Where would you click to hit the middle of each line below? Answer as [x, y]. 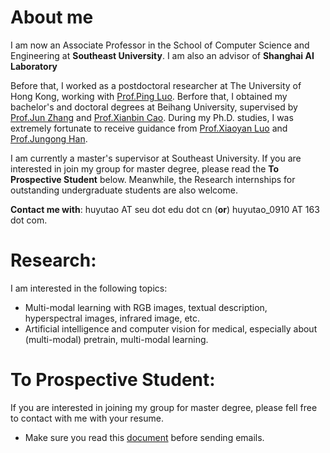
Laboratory [34, 66]
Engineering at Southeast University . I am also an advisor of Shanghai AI [162, 55]
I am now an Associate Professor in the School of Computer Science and [160, 45]
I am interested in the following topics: [89, 288]
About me [52, 17]
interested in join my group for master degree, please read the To [145, 168]
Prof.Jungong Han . [49, 138]
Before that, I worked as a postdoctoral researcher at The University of [156, 85]
